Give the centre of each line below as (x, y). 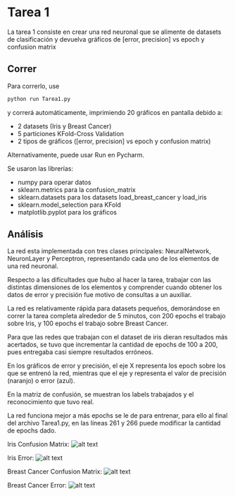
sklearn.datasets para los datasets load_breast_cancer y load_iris (112, 197)
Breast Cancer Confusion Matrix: (55, 472)
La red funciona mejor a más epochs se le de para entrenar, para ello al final (118, 416)
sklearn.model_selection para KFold (69, 205)
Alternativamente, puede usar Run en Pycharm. (76, 155)
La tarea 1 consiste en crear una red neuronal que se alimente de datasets (114, 32)
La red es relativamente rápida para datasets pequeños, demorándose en (114, 308)
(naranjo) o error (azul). (41, 381)
